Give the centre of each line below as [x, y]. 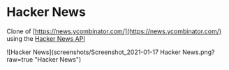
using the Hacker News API [46, 38]
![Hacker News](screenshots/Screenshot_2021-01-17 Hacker [94, 52]
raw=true [20, 59]
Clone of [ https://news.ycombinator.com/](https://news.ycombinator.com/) [114, 31]
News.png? [198, 52]
